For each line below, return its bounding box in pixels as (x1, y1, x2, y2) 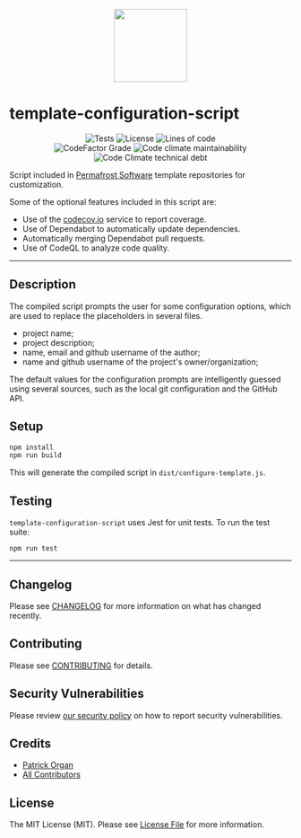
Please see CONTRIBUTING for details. (9, 660, 154, 671)
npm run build (9, 451, 63, 460)
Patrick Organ (21, 760, 74, 771)
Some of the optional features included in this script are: (9, 196, 217, 207)
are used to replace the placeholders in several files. (9, 310, 203, 321)
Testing (9, 493, 53, 508)
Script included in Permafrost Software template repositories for (9, 169, 246, 180)
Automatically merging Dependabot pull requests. (21, 233, 206, 243)
